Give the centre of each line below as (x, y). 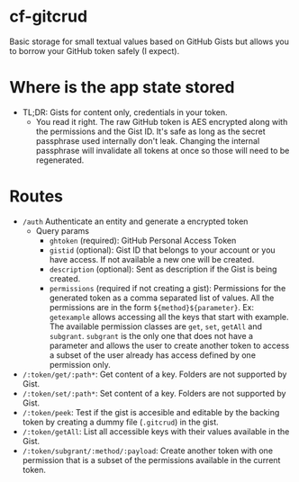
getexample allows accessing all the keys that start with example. (169, 317)
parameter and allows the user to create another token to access (169, 345)
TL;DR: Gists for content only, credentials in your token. (125, 112)
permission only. (80, 364)
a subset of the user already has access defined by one (153, 355)
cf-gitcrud (49, 17)
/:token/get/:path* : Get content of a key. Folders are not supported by (154, 374)
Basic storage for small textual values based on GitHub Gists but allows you (149, 41)
